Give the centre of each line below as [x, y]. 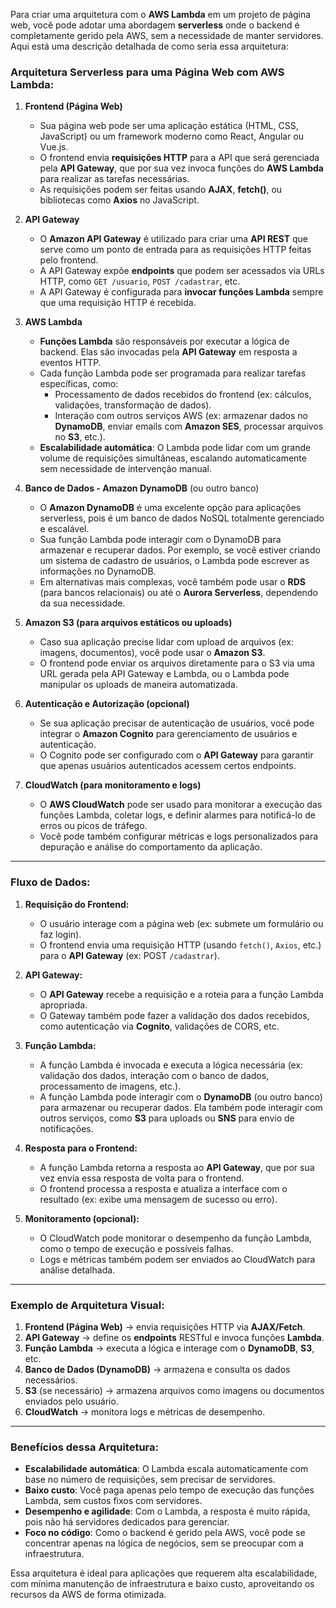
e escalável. [64, 529]
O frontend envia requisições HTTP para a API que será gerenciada [179, 158]
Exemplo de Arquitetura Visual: [87, 1305]
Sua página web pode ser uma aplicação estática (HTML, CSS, [169, 126]
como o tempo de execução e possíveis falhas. [136, 1248]
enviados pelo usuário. [71, 1401]
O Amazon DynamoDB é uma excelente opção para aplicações [170, 508]
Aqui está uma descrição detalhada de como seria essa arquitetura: [149, 46]
